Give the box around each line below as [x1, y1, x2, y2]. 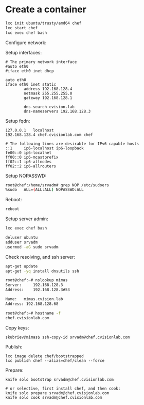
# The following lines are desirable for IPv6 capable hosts [5, 141, 139, 146]
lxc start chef [5, 25, 38, 30]
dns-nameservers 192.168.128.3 [24, 109, 91, 114]
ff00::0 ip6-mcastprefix [5, 155, 59, 160]
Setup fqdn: [5, 118, 30, 124]
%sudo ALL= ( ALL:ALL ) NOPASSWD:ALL [5, 187, 84, 192]
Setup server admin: [5, 216, 48, 222]
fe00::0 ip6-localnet [5, 150, 52, 155]
